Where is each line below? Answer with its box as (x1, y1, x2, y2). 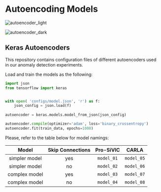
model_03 (97, 171, 118, 177)
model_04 (97, 179, 118, 185)
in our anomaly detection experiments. (5, 62, 83, 67)
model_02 (97, 163, 118, 169)
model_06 (125, 163, 145, 169)
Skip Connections (48, 146, 91, 153)
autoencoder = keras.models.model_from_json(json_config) (5, 112, 127, 118)
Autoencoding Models (5, 3, 98, 15)
